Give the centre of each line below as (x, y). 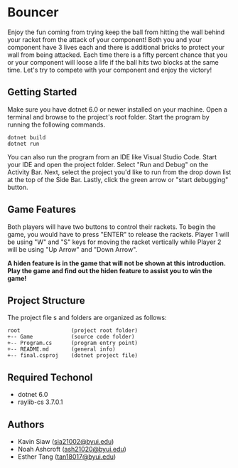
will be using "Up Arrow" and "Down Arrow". (72, 249)
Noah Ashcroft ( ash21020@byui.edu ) (72, 449)
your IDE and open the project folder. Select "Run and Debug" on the (108, 164)
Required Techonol (50, 377)
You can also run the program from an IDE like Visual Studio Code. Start (112, 156)
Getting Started (42, 92)
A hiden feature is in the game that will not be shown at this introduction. (117, 263)
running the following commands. (56, 124)
